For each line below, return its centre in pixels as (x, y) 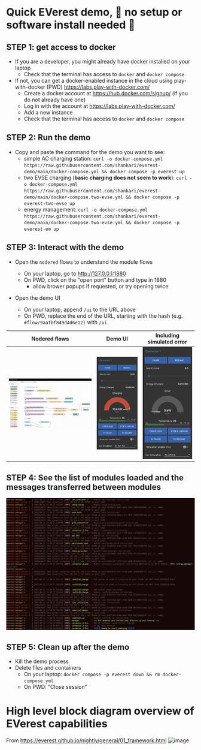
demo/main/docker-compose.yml (62, 171)
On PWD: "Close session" (56, 687)
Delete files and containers (48, 668)
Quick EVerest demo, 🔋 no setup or (94, 12)
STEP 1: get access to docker (61, 47)
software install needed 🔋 (71, 25)
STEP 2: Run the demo (48, 138)
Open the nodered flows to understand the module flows (84, 262)
